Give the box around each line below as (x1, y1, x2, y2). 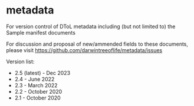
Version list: (6, 58, 35, 65)
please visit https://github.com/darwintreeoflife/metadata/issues (6, 46, 163, 53)
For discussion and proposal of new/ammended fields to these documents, (6, 40, 189, 47)
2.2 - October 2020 (14, 88, 63, 95)
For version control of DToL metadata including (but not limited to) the (6, 23, 176, 30)
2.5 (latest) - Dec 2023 (14, 69, 71, 76)
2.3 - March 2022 (14, 81, 58, 88)
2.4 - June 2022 (14, 76, 55, 83)
